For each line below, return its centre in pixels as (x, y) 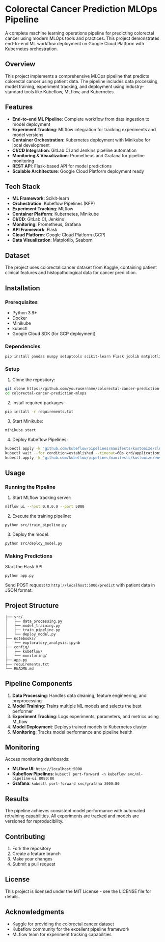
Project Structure (32, 606)
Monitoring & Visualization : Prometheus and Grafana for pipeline (78, 155)
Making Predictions (29, 556)
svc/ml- (135, 775)
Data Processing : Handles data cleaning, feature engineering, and (79, 695)
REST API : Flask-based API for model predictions (62, 166)
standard (14, 91)
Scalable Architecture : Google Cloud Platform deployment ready (78, 171)
